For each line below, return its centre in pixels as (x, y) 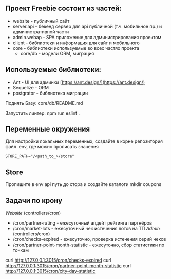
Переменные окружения (48, 129)
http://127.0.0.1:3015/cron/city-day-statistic (50, 271)
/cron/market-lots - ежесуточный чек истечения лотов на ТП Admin (86, 229)
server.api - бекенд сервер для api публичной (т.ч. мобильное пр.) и (87, 26)
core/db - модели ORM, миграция (57, 53)
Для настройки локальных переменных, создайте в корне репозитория (84, 141)
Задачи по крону (34, 201)
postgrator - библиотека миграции (50, 93)
